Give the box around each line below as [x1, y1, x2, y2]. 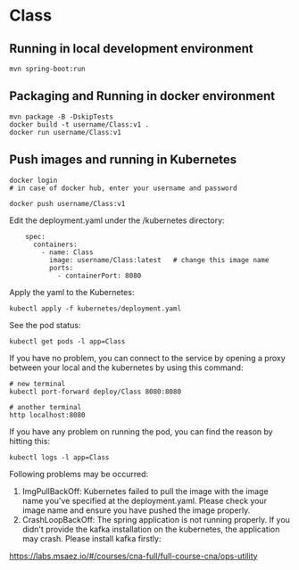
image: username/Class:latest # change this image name [48, 255, 270, 264]
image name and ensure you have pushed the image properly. [21, 505, 251, 516]
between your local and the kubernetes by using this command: [9, 362, 244, 373]
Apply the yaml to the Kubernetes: [9, 286, 135, 297]
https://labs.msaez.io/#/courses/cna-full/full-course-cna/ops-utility [9, 550, 258, 561]
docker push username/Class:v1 [9, 199, 126, 208]
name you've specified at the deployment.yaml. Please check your [21, 495, 268, 506]
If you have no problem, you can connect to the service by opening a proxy [9, 352, 286, 363]
